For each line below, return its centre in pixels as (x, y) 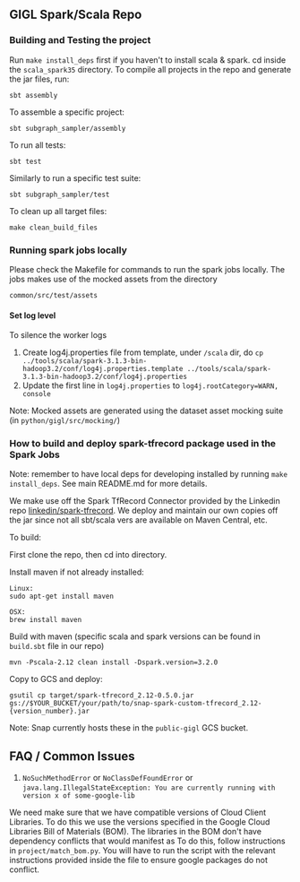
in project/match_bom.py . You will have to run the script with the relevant (142, 851)
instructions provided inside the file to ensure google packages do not (139, 860)
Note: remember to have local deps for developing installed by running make (149, 474)
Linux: (21, 589)
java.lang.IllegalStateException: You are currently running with (149, 788)
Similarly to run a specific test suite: (75, 177)
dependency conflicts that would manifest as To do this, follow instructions (147, 841)
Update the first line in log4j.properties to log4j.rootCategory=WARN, (150, 385)
